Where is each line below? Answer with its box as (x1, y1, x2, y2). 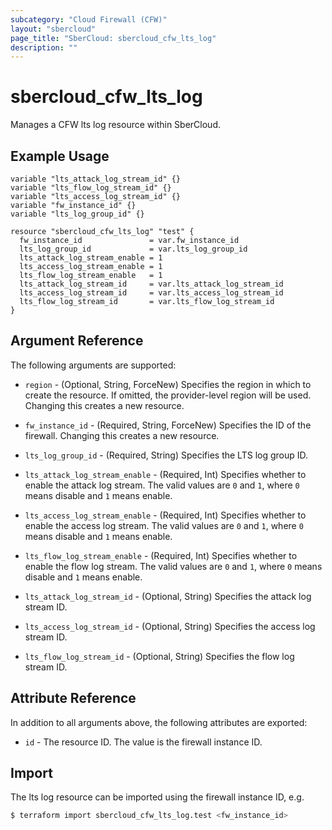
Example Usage (10, 147, 110, 165)
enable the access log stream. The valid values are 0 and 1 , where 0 (24, 519, 304, 531)
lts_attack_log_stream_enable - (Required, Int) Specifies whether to (24, 468, 307, 480)
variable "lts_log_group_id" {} (10, 209, 145, 219)
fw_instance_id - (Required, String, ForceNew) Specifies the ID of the (24, 419, 312, 431)
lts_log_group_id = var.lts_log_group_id (19, 244, 248, 254)
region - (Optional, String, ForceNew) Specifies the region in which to (24, 378, 312, 390)
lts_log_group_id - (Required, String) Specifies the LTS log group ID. (24, 449, 309, 461)
